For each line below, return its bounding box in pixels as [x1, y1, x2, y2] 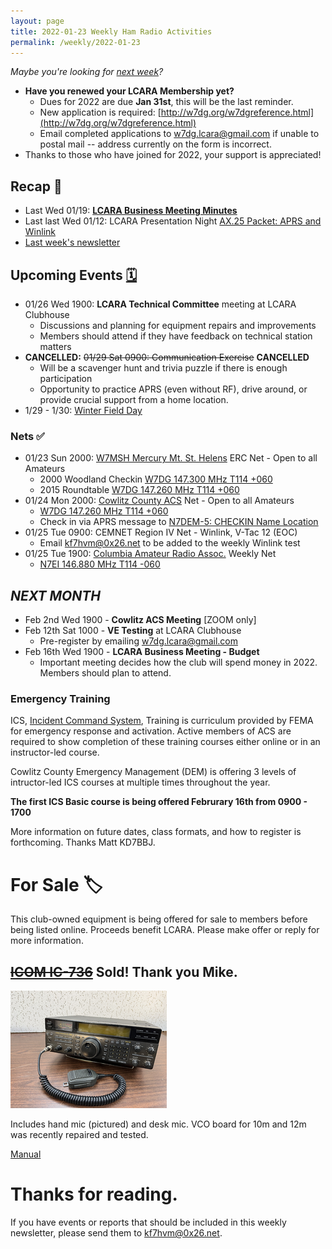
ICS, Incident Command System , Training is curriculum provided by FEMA [10, 715, 314, 727]
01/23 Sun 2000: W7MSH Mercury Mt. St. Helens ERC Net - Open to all [24, 452, 318, 464]
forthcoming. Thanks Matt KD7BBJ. [10, 836, 156, 849]
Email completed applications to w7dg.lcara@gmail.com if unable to [39, 128, 320, 140]
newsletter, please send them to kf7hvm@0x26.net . [10, 1227, 223, 1239]
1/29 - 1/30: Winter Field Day [24, 405, 143, 416]
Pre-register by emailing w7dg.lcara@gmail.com [39, 635, 239, 647]
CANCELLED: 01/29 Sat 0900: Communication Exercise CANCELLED [24, 351, 310, 363]
